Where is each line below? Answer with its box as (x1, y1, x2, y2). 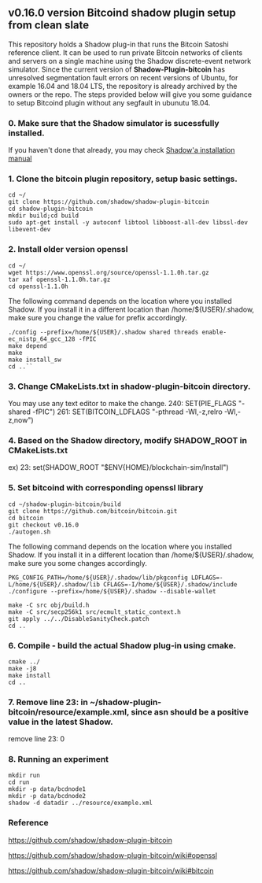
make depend (8, 342, 47, 349)
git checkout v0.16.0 (8, 521, 79, 529)
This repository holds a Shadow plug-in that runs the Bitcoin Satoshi (8, 39, 230, 49)
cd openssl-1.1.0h (8, 283, 68, 290)
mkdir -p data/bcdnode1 (8, 785, 87, 793)
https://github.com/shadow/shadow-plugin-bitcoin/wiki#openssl (8, 850, 218, 860)
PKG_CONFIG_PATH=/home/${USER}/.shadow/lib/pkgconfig (8, 574, 189, 582)
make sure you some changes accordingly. (8, 558, 148, 567)
